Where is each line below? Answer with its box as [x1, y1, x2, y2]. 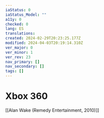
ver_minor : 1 [5, 50, 33, 55]
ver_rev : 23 [5, 54, 31, 60]
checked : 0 [5, 21, 29, 27]
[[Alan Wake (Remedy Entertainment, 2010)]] [5, 107, 99, 113]
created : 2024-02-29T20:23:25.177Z [5, 36, 81, 41]
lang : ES [5, 26, 24, 31]
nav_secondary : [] [5, 64, 44, 69]
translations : [5, 31, 36, 36]
